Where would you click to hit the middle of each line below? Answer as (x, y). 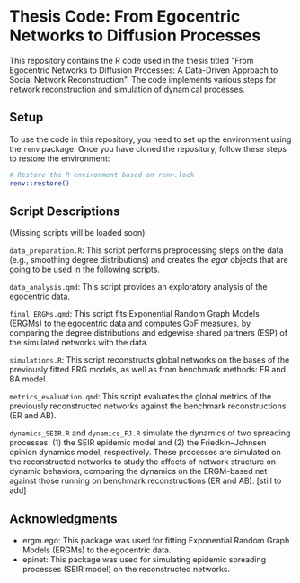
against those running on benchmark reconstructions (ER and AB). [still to (146, 481)
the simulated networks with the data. (79, 343)
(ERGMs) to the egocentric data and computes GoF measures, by (130, 323)
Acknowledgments (64, 519)
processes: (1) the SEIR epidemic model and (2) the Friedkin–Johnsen (138, 443)
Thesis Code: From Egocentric (125, 17)
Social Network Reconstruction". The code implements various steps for (143, 79)
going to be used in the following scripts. (84, 269)
